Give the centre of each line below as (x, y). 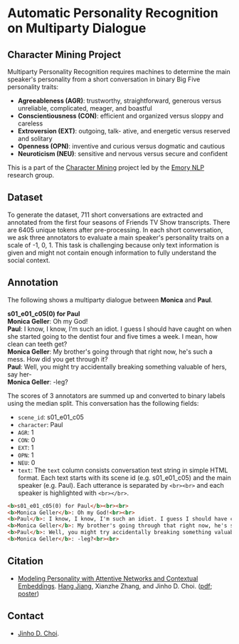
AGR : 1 (26, 432)
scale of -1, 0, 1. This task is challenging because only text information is (113, 245)
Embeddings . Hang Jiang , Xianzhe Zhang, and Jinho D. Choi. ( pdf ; (115, 586)
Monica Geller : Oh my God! (48, 321)
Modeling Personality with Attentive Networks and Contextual (108, 578)
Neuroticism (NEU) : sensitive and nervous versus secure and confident (123, 154)
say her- (20, 374)
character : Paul (40, 424)
